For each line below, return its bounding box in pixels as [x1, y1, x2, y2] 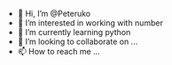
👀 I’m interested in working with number [17, 18, 164, 28]
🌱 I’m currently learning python [17, 27, 131, 37]
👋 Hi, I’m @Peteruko [17, 9, 91, 18]
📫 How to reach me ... [17, 47, 100, 56]
